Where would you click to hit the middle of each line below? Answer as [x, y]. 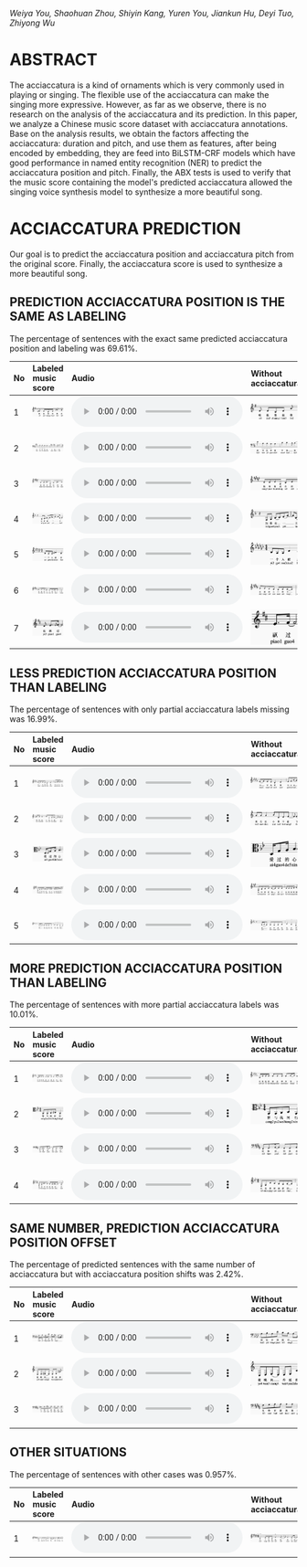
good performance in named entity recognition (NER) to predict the [136, 163]
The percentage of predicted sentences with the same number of [132, 1264]
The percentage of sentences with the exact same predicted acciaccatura [148, 338]
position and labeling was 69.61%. [74, 348]
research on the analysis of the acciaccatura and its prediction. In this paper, [153, 114]
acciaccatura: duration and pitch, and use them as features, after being [143, 143]
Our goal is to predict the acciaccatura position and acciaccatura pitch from [152, 254]
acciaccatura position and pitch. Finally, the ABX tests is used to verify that [150, 172]
